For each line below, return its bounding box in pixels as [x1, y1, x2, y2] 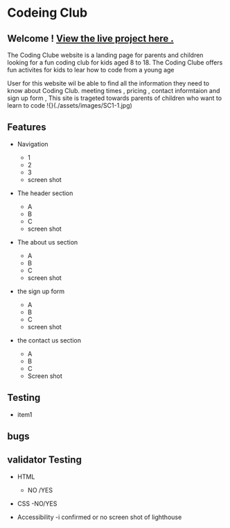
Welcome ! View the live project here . [7, 33, 175, 44]
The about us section [17, 238, 78, 246]
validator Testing [7, 454, 82, 466]
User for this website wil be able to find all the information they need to [7, 79, 210, 88]
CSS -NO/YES [17, 499, 57, 508]
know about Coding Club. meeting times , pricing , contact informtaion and [7, 87, 220, 94]
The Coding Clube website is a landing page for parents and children [7, 51, 204, 59]
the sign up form [17, 287, 65, 295]
